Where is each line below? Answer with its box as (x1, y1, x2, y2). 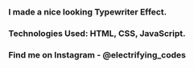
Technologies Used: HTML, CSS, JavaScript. (8, 27, 186, 38)
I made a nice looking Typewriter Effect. (8, 6, 167, 18)
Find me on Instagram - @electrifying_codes (8, 49, 187, 60)
